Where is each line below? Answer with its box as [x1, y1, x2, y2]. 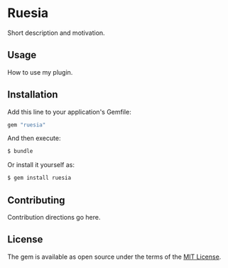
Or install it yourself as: [7, 161, 75, 169]
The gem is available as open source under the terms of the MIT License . [7, 252, 222, 261]
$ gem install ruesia [7, 174, 72, 182]
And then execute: [7, 134, 61, 143]
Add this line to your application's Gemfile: [7, 107, 131, 116]
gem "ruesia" [7, 121, 46, 129]
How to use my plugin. [7, 68, 73, 76]
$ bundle [7, 148, 33, 155]
